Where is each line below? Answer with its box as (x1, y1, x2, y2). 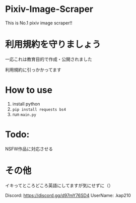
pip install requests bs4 (12, 107, 66, 112)
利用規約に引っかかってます (5, 67, 62, 72)
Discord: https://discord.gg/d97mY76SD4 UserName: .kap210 (5, 192, 131, 198)
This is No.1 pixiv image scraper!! (5, 20, 72, 26)
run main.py (12, 111, 36, 117)
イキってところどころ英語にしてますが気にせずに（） (5, 182, 113, 188)
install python (12, 101, 40, 107)
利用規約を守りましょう (5, 39, 101, 50)
